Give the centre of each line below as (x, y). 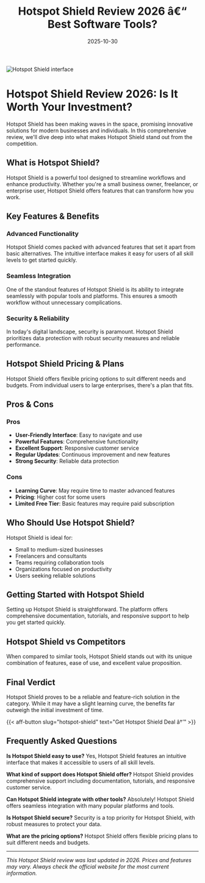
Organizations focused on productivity (63, 569)
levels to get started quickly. (42, 260)
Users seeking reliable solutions (55, 575)
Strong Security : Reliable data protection (67, 461)
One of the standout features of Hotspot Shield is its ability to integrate (95, 289)
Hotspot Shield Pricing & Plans (65, 364)
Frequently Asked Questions (62, 741)
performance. (23, 344)
